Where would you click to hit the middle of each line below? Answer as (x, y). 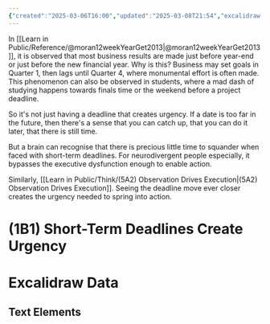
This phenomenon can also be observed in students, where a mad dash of (131, 81)
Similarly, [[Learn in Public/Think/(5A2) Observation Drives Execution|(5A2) (133, 179)
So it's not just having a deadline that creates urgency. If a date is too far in (132, 114)
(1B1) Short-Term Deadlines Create (126, 229)
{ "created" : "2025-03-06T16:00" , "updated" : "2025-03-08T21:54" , (115, 16)
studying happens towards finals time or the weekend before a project (125, 90)
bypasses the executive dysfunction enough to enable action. (110, 164)
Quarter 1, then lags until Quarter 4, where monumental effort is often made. (134, 72)
